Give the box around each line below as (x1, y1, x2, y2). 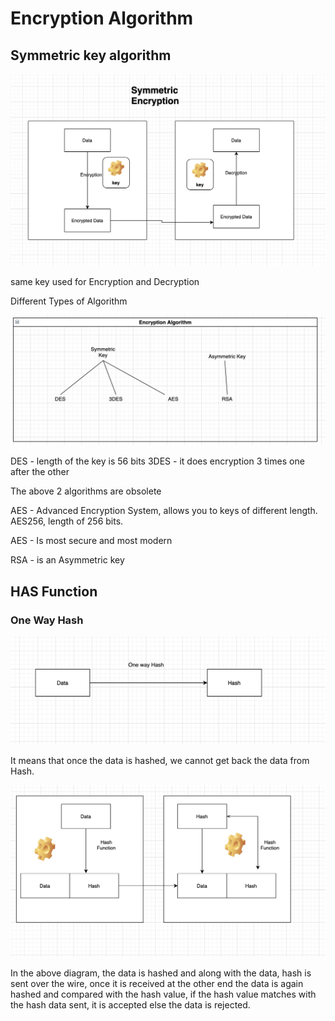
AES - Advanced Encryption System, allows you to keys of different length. (10, 505, 318, 517)
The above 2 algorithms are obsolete (10, 485, 162, 497)
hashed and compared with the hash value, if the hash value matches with (10, 988, 317, 1000)
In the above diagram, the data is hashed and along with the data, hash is (10, 967, 312, 979)
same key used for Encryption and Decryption (10, 275, 200, 287)
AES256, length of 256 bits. (10, 515, 124, 527)
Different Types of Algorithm (10, 295, 128, 307)
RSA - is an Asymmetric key (10, 554, 125, 566)
